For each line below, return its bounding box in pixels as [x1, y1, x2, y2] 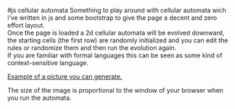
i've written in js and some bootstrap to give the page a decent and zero [7, 13, 217, 22]
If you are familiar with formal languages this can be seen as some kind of [7, 51, 223, 59]
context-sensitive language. [7, 59, 88, 67]
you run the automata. [7, 93, 72, 102]
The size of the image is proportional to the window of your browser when [7, 86, 224, 94]
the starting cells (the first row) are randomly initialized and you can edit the [7, 36, 229, 45]
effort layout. [7, 21, 45, 29]
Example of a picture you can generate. [7, 72, 122, 81]
